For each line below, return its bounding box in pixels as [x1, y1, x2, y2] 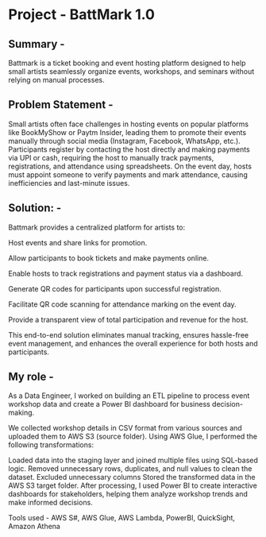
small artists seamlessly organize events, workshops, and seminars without [8, 67, 255, 76]
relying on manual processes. [8, 75, 105, 84]
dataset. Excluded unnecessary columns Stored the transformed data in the [8, 473, 256, 482]
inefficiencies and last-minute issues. [8, 178, 130, 187]
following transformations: [8, 440, 94, 450]
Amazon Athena [8, 522, 61, 531]
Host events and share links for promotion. [8, 238, 148, 247]
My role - [8, 370, 54, 384]
